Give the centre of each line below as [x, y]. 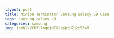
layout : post [19, 10]
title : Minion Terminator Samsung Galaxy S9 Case [57, 14]
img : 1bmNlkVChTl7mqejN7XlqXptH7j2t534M [47, 28]
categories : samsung [26, 23]
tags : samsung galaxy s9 [31, 19]
